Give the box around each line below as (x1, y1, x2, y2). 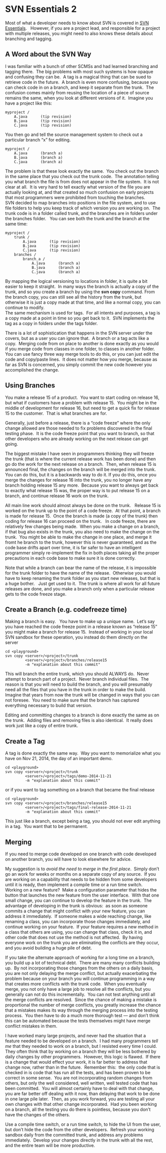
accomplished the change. (5, 367, 59, 373)
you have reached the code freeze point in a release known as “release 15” (5, 624, 158, 630)
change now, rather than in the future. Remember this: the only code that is (5, 1064, 161, 1070)
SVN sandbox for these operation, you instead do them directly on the (5, 634, 148, 641)
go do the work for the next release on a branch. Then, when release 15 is (5, 461, 157, 467)
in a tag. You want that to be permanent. (5, 824, 88, 830)
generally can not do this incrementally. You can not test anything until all (5, 991, 156, 997)
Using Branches (5, 381, 55, 390)
